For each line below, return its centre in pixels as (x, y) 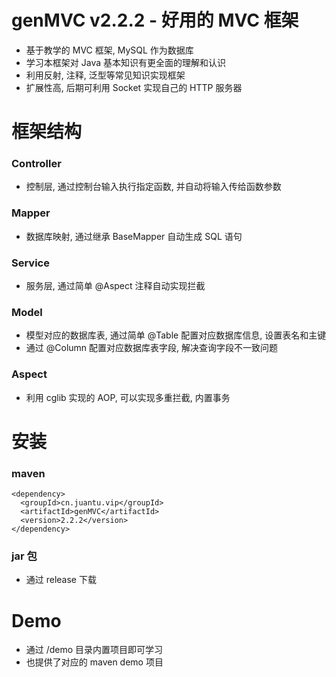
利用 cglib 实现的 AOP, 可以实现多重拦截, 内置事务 (128, 397)
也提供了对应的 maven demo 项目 (94, 662)
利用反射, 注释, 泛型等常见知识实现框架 (105, 75)
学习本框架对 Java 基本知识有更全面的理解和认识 (125, 62)
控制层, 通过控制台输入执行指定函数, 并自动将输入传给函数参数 (153, 187)
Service (30, 263)
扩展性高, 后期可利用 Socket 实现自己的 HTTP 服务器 (134, 87)
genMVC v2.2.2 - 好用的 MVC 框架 (155, 20)
